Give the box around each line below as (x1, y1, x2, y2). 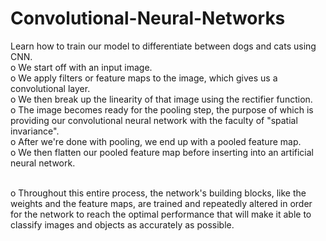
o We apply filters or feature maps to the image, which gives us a (10, 72, 278, 84)
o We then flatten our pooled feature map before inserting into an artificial (10, 146, 314, 158)
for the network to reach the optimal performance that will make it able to (10, 208, 312, 220)
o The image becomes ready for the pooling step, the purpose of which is (10, 103, 314, 116)
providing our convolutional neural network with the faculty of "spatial (10, 114, 298, 126)
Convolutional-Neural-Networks (10, 7, 286, 30)
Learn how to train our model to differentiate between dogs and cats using (10, 40, 317, 52)
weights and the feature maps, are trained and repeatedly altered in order (10, 197, 313, 209)
